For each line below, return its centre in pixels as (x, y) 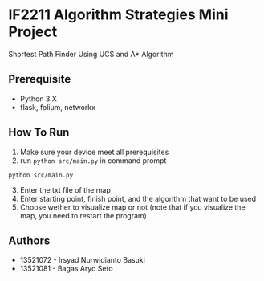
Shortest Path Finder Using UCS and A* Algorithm (91, 54)
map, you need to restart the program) (83, 215)
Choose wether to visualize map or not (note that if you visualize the (133, 207)
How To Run (39, 133)
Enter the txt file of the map (65, 189)
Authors (29, 240)
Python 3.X (39, 99)
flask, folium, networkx (58, 107)
